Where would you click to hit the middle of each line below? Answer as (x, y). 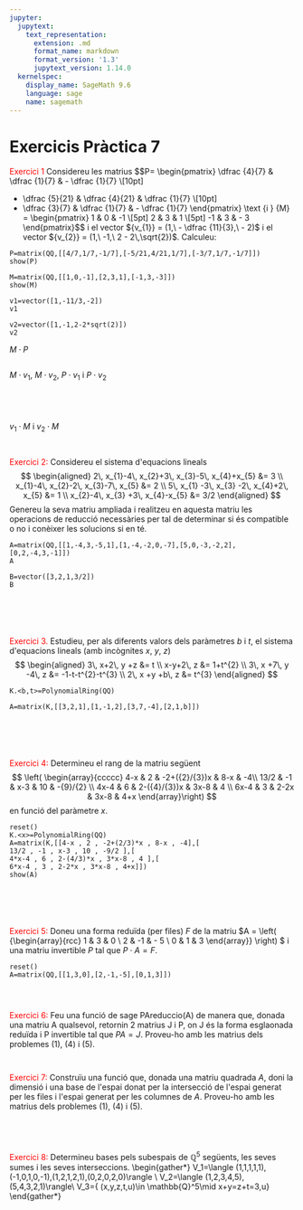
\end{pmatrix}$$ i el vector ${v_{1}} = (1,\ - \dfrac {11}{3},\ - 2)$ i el (147, 228)
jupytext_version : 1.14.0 (82, 69)
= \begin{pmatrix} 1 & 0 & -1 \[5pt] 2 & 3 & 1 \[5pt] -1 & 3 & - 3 (136, 218)
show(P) (24, 262)
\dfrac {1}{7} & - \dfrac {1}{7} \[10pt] (76, 181)
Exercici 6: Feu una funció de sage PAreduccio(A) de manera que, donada (147, 1015)
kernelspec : (40, 77)
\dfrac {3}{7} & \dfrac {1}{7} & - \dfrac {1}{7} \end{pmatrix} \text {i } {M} (156, 208)
